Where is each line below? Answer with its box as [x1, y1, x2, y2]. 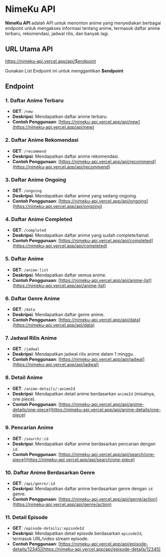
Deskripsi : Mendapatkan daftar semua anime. [12, 272, 107, 278]
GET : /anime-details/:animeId [12, 385, 76, 391]
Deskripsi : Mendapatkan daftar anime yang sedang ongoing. [12, 193, 138, 199]
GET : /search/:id [12, 435, 49, 441]
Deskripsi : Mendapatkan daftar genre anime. [12, 311, 105, 317]
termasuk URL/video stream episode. [12, 536, 89, 542]
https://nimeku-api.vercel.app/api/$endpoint [5, 58, 96, 64]
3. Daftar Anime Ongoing [5, 176, 66, 183]
